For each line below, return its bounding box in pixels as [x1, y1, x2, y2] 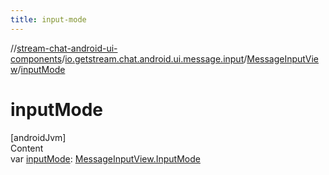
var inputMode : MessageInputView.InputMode [10, 152, 201, 165]
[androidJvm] [10, 131, 67, 143]
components [10, 52, 63, 65]
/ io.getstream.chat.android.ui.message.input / [61, 52, 248, 65]
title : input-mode [10, 14, 87, 25]
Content [10, 142, 44, 154]
